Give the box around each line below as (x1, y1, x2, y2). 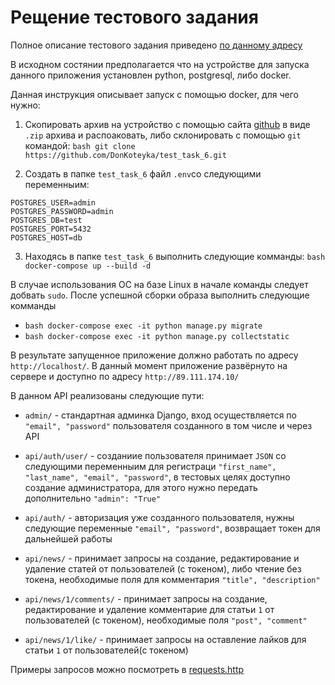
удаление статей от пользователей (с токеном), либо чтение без (24, 562, 302, 575)
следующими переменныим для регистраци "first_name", (24, 460, 277, 472)
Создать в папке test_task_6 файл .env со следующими (24, 167, 262, 180)
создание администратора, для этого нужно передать (24, 481, 258, 493)
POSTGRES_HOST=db (10, 232, 83, 243)
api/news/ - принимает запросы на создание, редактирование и (24, 552, 300, 564)
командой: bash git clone (24, 139, 136, 151)
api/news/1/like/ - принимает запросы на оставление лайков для (24, 633, 307, 645)
